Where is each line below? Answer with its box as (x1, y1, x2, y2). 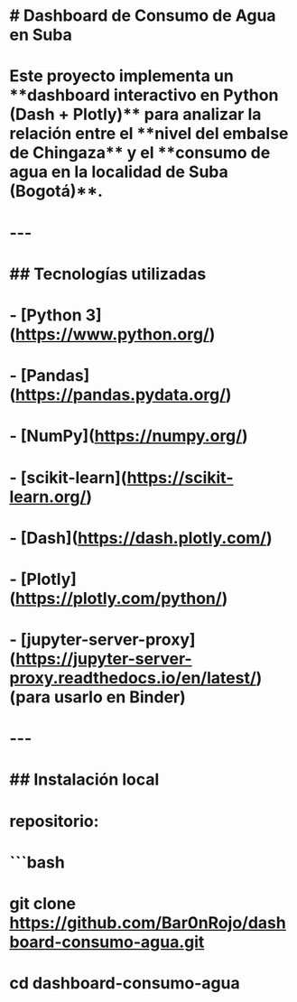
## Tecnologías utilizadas (9, 264, 207, 284)
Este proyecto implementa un (9, 66, 235, 87)
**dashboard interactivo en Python (9, 85, 279, 106)
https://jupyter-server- (15, 649, 192, 669)
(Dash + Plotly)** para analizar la (9, 105, 262, 125)
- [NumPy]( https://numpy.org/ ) (9, 426, 248, 447)
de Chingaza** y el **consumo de (9, 143, 271, 163)
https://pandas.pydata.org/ (14, 385, 227, 405)
